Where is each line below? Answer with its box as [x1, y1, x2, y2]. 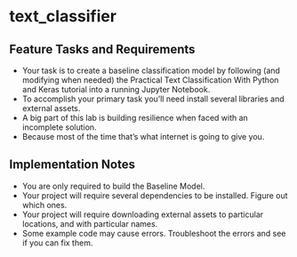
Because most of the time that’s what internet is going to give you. [21, 132, 265, 141]
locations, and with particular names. [21, 218, 158, 229]
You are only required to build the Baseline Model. [21, 181, 205, 191]
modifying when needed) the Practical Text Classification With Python [21, 75, 279, 85]
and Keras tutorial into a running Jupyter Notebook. [21, 84, 211, 94]
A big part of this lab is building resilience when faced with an [21, 113, 249, 123]
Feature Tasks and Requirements [9, 42, 196, 57]
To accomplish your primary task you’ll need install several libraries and [21, 93, 285, 104]
